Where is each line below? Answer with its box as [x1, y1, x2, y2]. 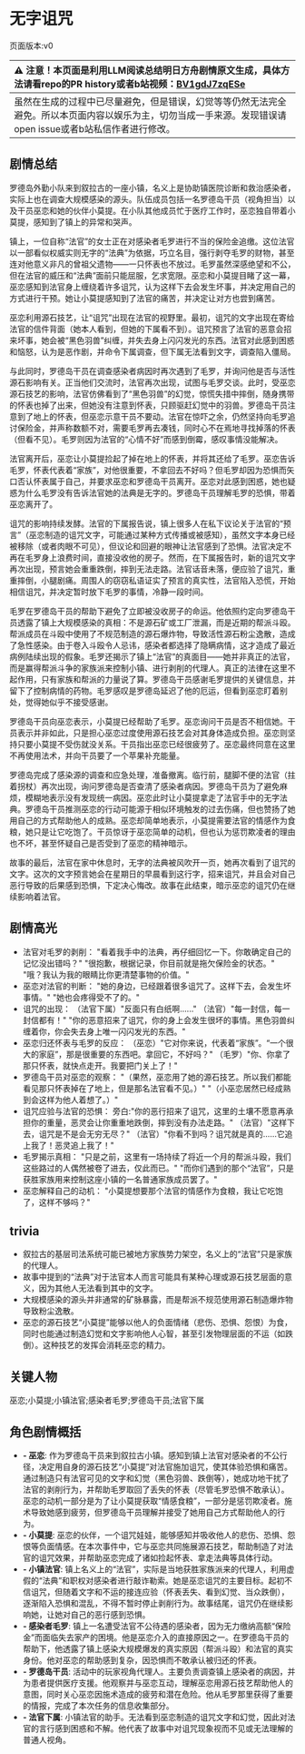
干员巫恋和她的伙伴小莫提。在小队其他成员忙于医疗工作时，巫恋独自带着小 [16, 205, 296, 216]
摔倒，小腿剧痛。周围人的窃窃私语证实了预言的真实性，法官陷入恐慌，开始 [16, 574, 296, 585]
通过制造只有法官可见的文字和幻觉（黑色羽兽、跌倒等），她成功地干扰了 [22, 1473, 290, 1484]
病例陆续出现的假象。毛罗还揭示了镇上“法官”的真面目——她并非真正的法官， [9, 651, 295, 662]
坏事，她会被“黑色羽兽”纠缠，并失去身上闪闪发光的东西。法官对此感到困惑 [16, 334, 295, 346]
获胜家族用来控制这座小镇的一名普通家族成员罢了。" [22, 1173, 218, 1184]
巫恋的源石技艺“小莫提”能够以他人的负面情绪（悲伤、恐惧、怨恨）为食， [22, 1317, 293, 1328]
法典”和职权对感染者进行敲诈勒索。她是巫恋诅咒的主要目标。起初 [42, 1576, 285, 1586]
